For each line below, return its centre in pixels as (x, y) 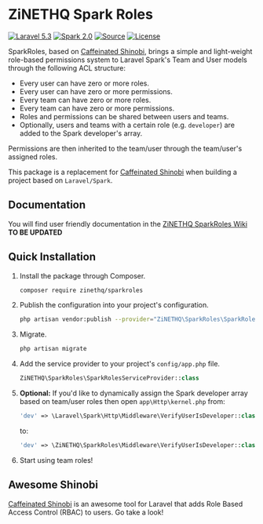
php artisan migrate (53, 349)
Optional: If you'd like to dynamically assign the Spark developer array (134, 393)
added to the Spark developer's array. (81, 133)
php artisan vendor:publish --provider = (86, 319)
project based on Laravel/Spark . (60, 180)
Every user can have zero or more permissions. (96, 91)
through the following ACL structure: (67, 67)
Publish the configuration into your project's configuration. (114, 305)
